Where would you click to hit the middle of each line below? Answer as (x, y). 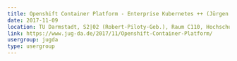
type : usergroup (31, 46)
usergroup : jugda (33, 40)
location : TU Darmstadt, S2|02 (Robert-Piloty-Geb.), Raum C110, (105, 27)
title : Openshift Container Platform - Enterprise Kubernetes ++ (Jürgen (118, 14)
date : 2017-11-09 (33, 20)
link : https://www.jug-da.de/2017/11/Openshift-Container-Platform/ (110, 33)
